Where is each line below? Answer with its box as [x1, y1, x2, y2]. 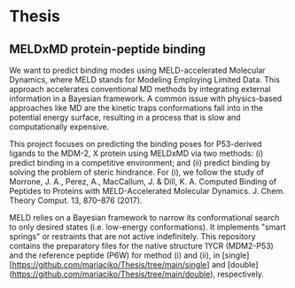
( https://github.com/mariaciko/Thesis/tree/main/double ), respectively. [9, 269, 264, 279]
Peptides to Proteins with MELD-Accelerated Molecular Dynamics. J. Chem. [9, 186, 285, 196]
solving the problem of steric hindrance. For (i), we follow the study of [9, 167, 264, 177]
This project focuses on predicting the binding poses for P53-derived [9, 139, 262, 149]
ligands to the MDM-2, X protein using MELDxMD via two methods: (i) [9, 148, 264, 159]
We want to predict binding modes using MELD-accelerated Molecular [9, 65, 266, 75]
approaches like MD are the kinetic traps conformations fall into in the [9, 103, 264, 113]
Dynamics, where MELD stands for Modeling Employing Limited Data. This [9, 74, 281, 85]
